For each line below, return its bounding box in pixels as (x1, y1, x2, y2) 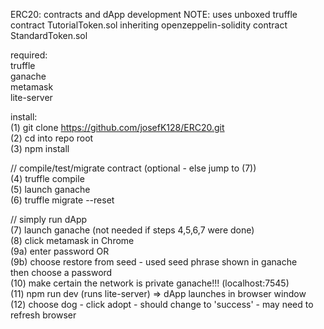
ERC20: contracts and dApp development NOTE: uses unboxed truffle (10, 9, 298, 20)
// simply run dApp (10, 214, 88, 225)
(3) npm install (10, 143, 70, 154)
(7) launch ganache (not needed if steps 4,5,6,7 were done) (10, 224, 255, 236)
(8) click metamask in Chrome (10, 235, 135, 246)
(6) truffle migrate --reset (10, 194, 115, 206)
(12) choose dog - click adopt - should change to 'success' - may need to (10, 299, 314, 310)
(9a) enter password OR (10, 245, 110, 257)
